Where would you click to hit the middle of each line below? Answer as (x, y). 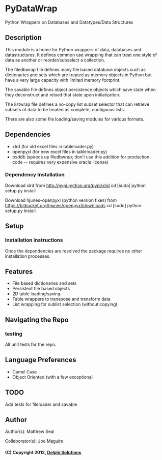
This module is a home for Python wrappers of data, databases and (73, 49)
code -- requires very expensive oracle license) (60, 162)
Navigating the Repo (37, 320)
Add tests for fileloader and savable (41, 404)
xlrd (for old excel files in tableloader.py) (53, 146)
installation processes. (28, 256)
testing (14, 334)
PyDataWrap (31, 9)
